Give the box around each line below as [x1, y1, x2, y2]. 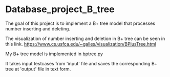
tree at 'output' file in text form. [5, 66, 71, 72]
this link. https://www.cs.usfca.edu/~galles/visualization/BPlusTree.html [5, 41, 156, 47]
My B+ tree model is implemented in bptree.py [5, 51, 103, 57]
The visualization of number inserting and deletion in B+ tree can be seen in [5, 35, 165, 42]
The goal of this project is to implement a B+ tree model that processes [5, 20, 155, 26]
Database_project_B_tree [5, 4, 115, 15]
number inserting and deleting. [5, 25, 71, 31]
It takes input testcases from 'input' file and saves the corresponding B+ [5, 60, 158, 66]
